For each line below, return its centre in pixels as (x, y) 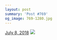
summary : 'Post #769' (27, 14)
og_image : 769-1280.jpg (29, 18)
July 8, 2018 (17, 33)
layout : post (18, 9)
